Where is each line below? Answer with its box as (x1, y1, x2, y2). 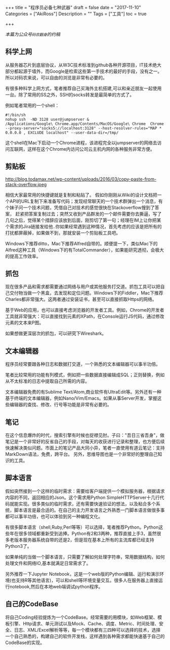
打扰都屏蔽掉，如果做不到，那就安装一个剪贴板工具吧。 (5, 230, 120, 236)
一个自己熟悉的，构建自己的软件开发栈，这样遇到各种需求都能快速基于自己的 (5, 633, 165, 639)
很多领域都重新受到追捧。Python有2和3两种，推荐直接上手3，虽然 (18, 530, 157, 536)
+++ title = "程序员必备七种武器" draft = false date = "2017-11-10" (5, 5, 141, 10)
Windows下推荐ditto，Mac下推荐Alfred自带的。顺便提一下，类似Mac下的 (5, 240, 158, 246)
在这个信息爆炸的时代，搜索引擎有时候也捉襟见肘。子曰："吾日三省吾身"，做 (5, 432, 165, 439)
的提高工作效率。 (5, 253, 41, 259)
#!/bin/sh (5, 112, 26, 117)
